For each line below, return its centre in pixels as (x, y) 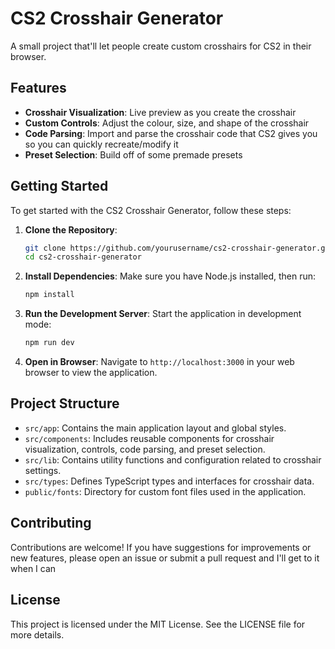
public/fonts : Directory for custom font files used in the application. (165, 491)
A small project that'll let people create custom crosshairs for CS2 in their (161, 46)
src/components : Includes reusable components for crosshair (149, 438)
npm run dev (49, 343)
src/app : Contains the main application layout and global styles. (155, 428)
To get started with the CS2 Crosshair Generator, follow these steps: (151, 210)
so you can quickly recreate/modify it (101, 144)
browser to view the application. (91, 373)
